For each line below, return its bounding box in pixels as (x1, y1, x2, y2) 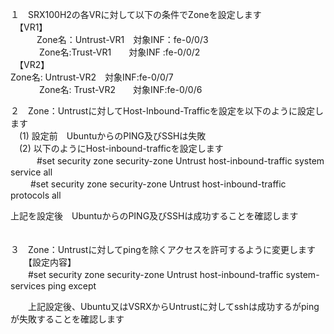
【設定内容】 (27, 256, 77, 268)
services (10, 280, 46, 292)
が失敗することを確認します (10, 313, 125, 325)
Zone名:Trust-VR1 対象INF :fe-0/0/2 (38, 46, 201, 58)
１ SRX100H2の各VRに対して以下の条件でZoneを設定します (10, 9, 262, 20)
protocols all (10, 189, 62, 201)
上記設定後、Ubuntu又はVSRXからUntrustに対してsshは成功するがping (27, 301, 320, 312)
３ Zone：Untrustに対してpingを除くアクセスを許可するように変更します (10, 244, 317, 255)
